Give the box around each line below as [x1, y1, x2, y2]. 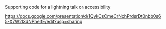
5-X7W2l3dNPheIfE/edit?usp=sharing [5, 19, 83, 24]
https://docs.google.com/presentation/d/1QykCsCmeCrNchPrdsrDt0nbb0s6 [5, 14, 161, 19]
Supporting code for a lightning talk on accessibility [5, 4, 111, 10]
